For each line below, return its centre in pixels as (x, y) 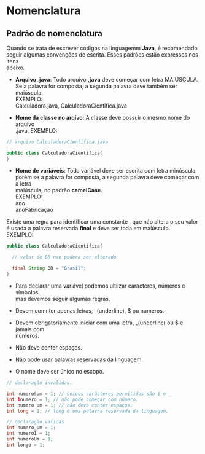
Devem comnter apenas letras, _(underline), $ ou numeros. (90, 311)
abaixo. (16, 68)
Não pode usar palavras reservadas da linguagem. (79, 359)
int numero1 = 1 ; (29, 434)
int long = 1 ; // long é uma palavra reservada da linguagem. (87, 411)
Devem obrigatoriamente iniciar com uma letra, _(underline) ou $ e (99, 323)
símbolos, (28, 292)
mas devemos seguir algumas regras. (63, 299)
